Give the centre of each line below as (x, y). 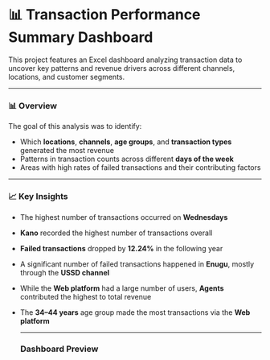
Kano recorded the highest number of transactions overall (116, 233)
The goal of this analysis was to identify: (75, 126)
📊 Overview (33, 106)
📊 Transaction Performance (104, 15)
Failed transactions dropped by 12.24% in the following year (121, 248)
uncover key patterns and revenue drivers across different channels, (122, 68)
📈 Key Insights (38, 197)
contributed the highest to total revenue (86, 296)
